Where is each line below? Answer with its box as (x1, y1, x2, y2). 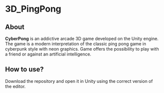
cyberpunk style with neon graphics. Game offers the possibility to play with (5, 46, 159, 52)
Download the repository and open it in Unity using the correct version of (5, 78, 153, 84)
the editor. (5, 83, 26, 89)
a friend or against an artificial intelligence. (5, 51, 92, 57)
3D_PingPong (5, 3, 61, 15)
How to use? (5, 65, 44, 74)
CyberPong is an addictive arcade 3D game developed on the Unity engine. (5, 36, 159, 41)
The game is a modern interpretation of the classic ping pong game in (5, 41, 146, 47)
